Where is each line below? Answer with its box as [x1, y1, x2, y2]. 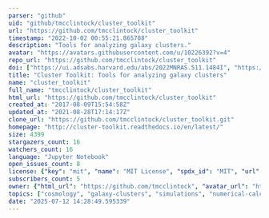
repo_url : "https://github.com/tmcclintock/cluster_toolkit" [8, 57, 217, 65]
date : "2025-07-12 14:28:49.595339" [8, 197, 130, 205]
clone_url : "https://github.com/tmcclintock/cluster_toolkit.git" [8, 116, 235, 124]
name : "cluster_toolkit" [8, 78, 91, 86]
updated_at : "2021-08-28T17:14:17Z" [8, 109, 130, 117]
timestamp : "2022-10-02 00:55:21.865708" [8, 34, 149, 42]
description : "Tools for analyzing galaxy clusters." [8, 42, 192, 50]
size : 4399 [8, 130, 45, 138]
